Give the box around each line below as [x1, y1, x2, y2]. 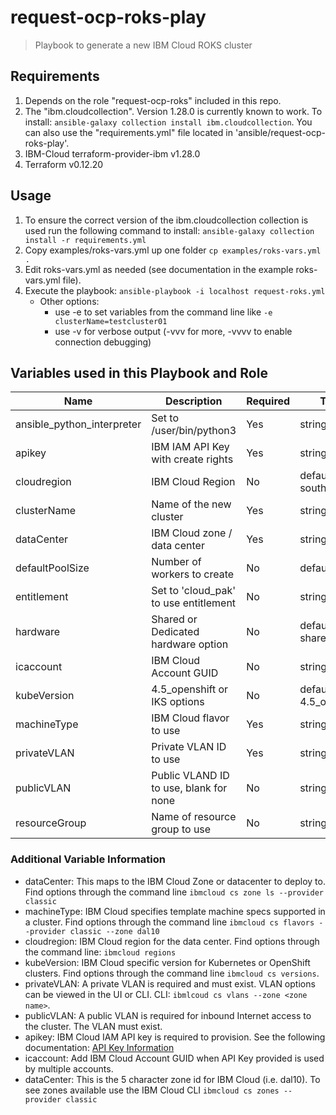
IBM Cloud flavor [151, 711, 230, 725]
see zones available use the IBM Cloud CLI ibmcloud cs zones [24, 1084, 280, 1096]
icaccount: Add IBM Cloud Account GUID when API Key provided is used [24, 1052, 325, 1064]
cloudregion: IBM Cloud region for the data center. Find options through [24, 935, 320, 947]
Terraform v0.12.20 [24, 158, 104, 170]
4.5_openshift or [151, 682, 229, 696]
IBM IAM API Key [151, 440, 230, 454]
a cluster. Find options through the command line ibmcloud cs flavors [24, 916, 315, 928]
